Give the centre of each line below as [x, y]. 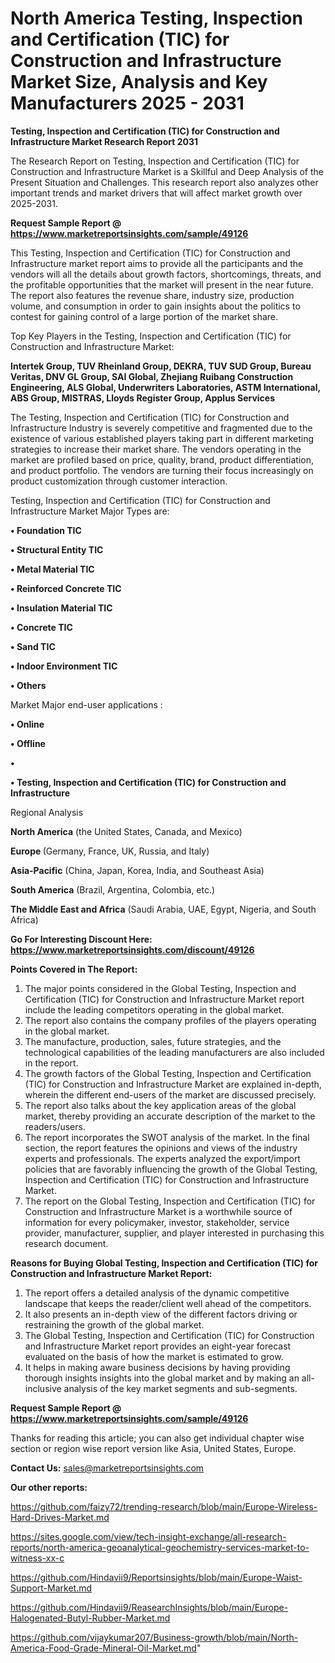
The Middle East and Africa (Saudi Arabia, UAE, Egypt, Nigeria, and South [163, 909]
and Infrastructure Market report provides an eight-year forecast [158, 1346]
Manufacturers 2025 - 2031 [127, 103]
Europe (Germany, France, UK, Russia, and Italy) [110, 851]
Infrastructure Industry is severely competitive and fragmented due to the [161, 428]
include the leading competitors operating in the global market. [154, 1009]
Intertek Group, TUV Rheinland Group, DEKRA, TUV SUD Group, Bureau [161, 366]
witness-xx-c [37, 1558]
